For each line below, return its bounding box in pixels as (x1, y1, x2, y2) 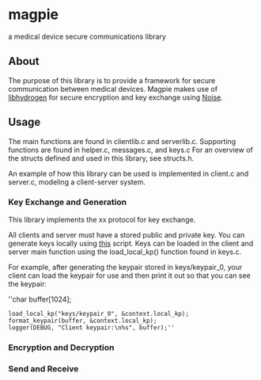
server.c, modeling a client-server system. (8, 177, 146, 187)
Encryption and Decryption (8, 342, 115, 353)
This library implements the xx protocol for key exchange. (8, 215, 196, 224)
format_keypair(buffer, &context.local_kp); (8, 317, 157, 325)
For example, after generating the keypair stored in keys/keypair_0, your (8, 262, 243, 272)
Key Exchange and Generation (8, 196, 127, 207)
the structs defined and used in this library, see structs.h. (8, 153, 195, 163)
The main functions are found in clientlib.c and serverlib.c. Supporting (8, 136, 236, 146)
